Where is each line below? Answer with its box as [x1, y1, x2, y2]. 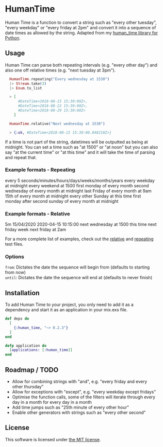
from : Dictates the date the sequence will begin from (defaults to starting [5, 264, 150, 270]
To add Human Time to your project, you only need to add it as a [5, 302, 134, 307]
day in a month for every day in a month [12, 399, 92, 405]
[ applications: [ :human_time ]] [9, 348, 73, 353]
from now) [5, 269, 26, 275]
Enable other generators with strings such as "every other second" [12, 410, 146, 415]
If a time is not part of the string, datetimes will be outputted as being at [5, 139, 148, 144]
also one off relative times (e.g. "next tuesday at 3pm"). [5, 67, 116, 73]
